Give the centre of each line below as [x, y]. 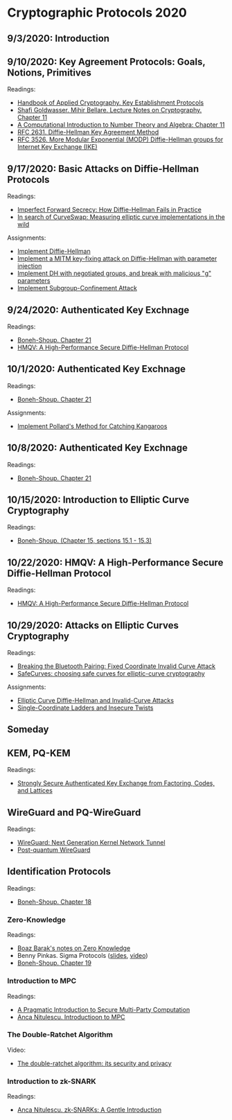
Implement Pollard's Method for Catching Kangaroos [92, 426]
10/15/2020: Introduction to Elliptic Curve [98, 500]
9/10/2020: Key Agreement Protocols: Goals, [106, 61]
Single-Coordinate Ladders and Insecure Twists [85, 708]
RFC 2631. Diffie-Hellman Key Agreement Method [88, 132]
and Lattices [35, 791]
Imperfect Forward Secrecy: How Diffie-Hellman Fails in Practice [109, 210]
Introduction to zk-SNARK [52, 1081]
